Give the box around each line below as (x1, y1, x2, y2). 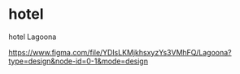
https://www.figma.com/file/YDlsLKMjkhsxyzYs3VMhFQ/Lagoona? (8, 47, 232, 57)
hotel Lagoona (8, 32, 57, 41)
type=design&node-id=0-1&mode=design (8, 56, 149, 66)
